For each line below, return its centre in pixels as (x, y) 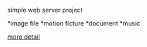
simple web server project (45, 10)
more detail (24, 37)
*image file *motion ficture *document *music (74, 23)
